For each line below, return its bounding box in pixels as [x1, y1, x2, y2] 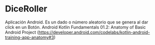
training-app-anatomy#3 [5, 34, 54, 40]
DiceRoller [5, 3, 47, 14]
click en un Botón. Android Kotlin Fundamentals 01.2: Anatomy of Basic [5, 24, 146, 30]
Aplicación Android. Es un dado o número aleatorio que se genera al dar [5, 19, 149, 25]
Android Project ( [5, 29, 39, 35]
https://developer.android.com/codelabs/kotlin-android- [38, 29, 150, 35]
